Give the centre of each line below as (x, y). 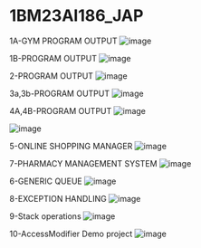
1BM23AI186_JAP (77, 16)
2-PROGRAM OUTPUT (51, 76)
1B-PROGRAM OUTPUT (53, 58)
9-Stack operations (45, 216)
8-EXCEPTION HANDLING (58, 198)
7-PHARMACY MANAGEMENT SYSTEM (83, 163)
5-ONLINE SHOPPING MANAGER (71, 146)
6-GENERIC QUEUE (46, 181)
